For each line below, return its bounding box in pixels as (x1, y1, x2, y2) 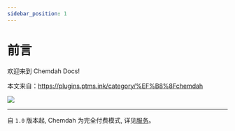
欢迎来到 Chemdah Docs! (7, 67, 80, 75)
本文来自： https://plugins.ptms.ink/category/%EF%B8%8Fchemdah (7, 82, 204, 90)
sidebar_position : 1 (7, 10, 68, 17)
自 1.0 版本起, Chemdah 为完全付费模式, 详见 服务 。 (7, 116, 155, 124)
